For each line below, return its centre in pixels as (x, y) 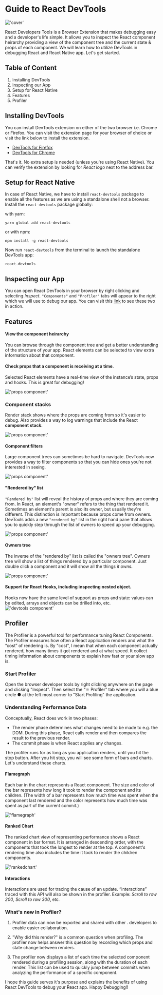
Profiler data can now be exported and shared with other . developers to (84, 923)
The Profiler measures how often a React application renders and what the (80, 640)
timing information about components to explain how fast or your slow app (80, 656)
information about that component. (40, 355)
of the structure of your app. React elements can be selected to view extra (80, 350)
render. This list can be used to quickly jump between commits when (81, 967)
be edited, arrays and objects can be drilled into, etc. (58, 603)
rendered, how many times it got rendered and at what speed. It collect (76, 651)
